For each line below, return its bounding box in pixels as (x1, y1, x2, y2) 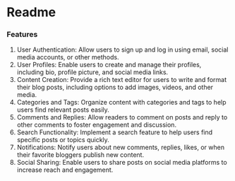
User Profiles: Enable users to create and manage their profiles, (16, 61, 202, 69)
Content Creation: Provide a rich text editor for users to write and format (16, 76, 227, 84)
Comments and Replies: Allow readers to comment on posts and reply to (16, 113, 228, 122)
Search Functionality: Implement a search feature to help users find (16, 128, 213, 136)
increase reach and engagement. (16, 165, 114, 174)
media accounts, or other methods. (16, 53, 119, 62)
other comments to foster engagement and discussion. (16, 121, 177, 129)
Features (6, 30, 38, 40)
